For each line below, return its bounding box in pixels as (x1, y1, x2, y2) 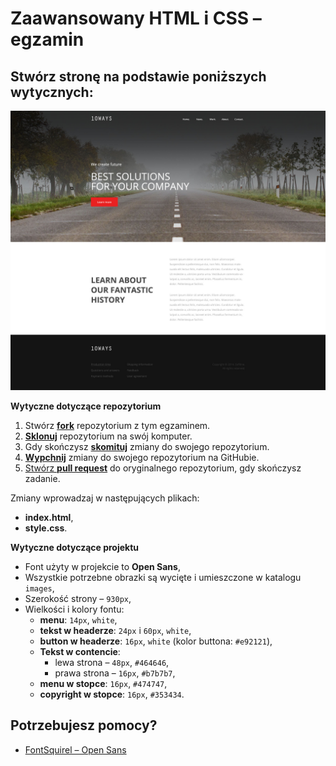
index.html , (24, 511, 74, 523)
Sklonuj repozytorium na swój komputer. (24, 430, 193, 442)
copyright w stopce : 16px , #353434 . (39, 688, 185, 700)
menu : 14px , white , (39, 613, 118, 626)
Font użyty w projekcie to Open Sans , (24, 560, 181, 572)
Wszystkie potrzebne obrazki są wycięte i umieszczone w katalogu (24, 571, 302, 583)
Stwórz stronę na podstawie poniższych (10, 68, 267, 85)
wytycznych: (10, 83, 94, 101)
